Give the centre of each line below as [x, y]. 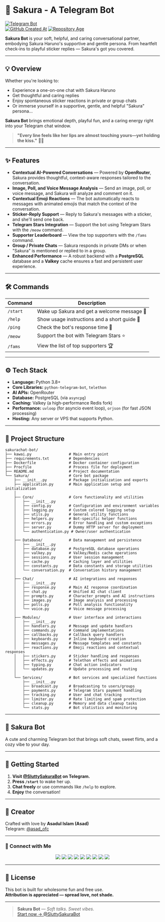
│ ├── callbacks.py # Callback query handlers [69, 635]
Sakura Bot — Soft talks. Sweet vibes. [55, 909]
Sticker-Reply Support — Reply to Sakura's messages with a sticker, [82, 214]
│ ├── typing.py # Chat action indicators [68, 665]
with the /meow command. [38, 230]
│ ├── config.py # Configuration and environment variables [87, 506]
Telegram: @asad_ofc [27, 829]
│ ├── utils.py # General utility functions [71, 515]
